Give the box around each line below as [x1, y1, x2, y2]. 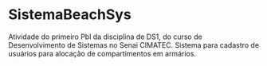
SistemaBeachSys [8, 6, 132, 24]
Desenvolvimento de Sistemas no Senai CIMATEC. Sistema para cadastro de [8, 40, 260, 49]
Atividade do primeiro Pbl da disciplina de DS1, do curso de [8, 32, 202, 41]
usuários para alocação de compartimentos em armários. [8, 49, 197, 58]
